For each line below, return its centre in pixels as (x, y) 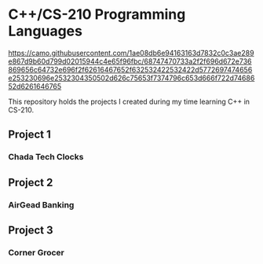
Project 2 (31, 182)
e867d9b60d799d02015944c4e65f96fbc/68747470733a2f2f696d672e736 (130, 61)
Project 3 (31, 230)
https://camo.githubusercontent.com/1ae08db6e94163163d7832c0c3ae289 (131, 53)
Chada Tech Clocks (46, 157)
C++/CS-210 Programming (97, 15)
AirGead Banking (41, 204)
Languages (45, 31)
